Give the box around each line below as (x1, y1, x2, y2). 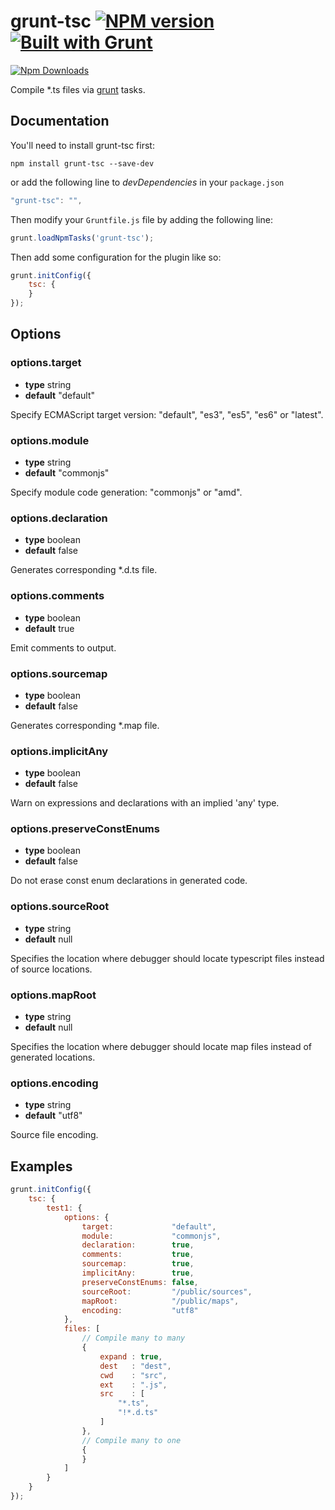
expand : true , (99, 1351, 163, 1362)
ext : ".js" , (99, 1380, 168, 1390)
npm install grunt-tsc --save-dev (10, 158, 155, 169)
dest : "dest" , (99, 1361, 172, 1371)
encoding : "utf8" (81, 1305, 199, 1315)
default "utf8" (24, 1110, 83, 1122)
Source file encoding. (10, 1129, 99, 1141)
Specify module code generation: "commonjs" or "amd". (10, 486, 243, 498)
